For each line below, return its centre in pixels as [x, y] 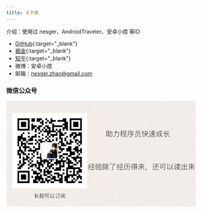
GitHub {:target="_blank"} [46, 43]
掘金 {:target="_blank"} [43, 51]
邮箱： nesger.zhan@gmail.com [54, 73]
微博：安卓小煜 [33, 66]
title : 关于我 [23, 13]
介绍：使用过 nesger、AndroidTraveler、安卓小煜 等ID [73, 31]
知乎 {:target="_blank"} [43, 58]
